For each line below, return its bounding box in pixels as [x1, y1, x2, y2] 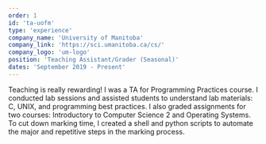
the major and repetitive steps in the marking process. [8, 127, 185, 136]
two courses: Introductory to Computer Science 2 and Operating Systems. [8, 110, 252, 119]
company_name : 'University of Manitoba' [8, 33, 145, 42]
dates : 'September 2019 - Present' [8, 63, 126, 71]
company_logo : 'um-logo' [8, 48, 91, 56]
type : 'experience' [8, 26, 73, 34]
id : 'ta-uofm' [8, 19, 56, 27]
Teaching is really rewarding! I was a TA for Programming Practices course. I [8, 85, 258, 94]
